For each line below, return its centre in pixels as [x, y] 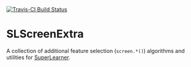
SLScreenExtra [45, 34]
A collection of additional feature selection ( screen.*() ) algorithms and [95, 51]
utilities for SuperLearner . [38, 57]
